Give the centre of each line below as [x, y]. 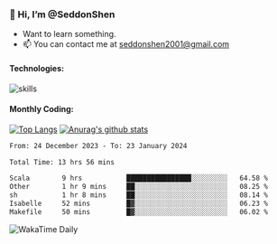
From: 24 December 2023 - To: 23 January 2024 [98, 145]
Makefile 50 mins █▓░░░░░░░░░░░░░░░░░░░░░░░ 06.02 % [139, 211]
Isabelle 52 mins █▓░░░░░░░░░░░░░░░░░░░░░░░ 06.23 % [139, 204]
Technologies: [37, 68]
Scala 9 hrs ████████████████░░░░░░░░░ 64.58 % [139, 178]
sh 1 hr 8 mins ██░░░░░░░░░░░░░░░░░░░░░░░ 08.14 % [139, 195]
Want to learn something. [69, 34]
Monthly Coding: [42, 109]
